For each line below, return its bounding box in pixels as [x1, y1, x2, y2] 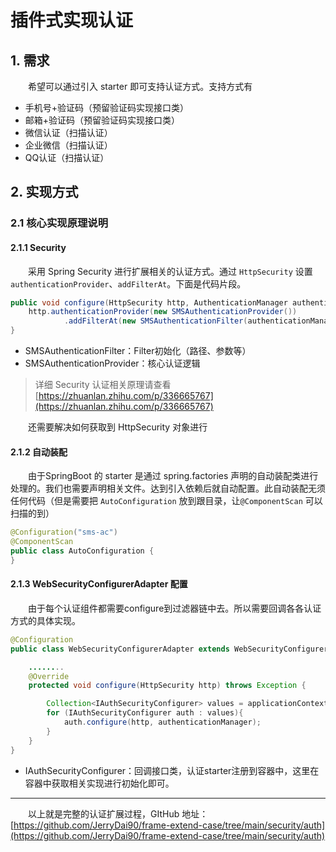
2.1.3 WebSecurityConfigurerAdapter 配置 [10, 578, 188, 590]
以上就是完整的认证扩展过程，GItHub [27, 807, 180, 820]
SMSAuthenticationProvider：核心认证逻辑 [24, 357, 201, 370]
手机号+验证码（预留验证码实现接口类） [24, 102, 190, 113]
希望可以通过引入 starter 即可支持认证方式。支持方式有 [27, 81, 253, 92]
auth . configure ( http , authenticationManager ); [63, 717, 262, 728]
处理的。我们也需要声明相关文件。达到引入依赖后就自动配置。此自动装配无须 [10, 482, 326, 495]
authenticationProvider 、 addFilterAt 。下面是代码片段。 [10, 277, 247, 290]
